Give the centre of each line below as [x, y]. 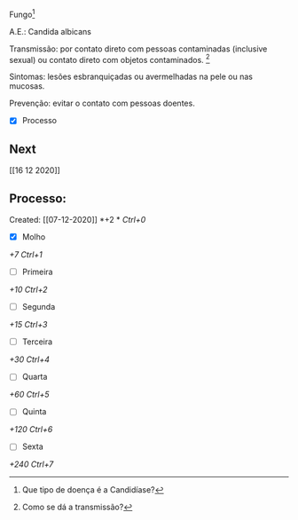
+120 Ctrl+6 [31, 429]
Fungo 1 [22, 14]
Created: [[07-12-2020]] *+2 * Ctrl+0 [78, 220]
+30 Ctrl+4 [30, 359]
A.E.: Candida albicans [50, 31]
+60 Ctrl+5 [29, 395]
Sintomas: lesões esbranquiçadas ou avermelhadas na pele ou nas [131, 77]
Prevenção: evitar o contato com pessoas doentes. [102, 103]
